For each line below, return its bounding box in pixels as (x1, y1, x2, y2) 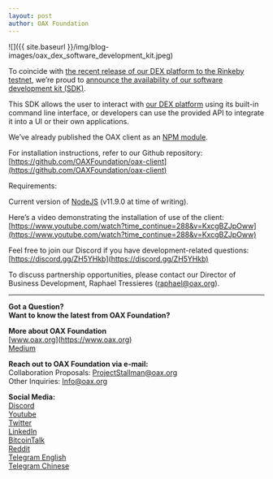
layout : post (8, 11, 53, 20)
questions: (214, 245, 249, 255)
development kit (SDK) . (8, 83, 87, 93)
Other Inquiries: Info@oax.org (8, 376, 108, 386)
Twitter (8, 417, 32, 427)
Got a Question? (8, 301, 64, 311)
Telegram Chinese (8, 460, 70, 471)
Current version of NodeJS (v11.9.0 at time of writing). (8, 196, 189, 206)
